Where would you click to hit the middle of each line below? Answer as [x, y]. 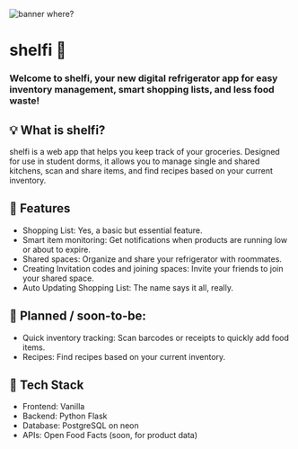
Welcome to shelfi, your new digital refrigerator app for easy [144, 78]
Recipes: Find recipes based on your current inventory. [124, 356]
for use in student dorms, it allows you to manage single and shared [135, 161]
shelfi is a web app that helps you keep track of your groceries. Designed [145, 151]
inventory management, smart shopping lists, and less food [142, 90]
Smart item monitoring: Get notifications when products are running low [155, 239]
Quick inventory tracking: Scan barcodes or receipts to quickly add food [156, 337]
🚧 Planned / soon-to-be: [78, 316]
